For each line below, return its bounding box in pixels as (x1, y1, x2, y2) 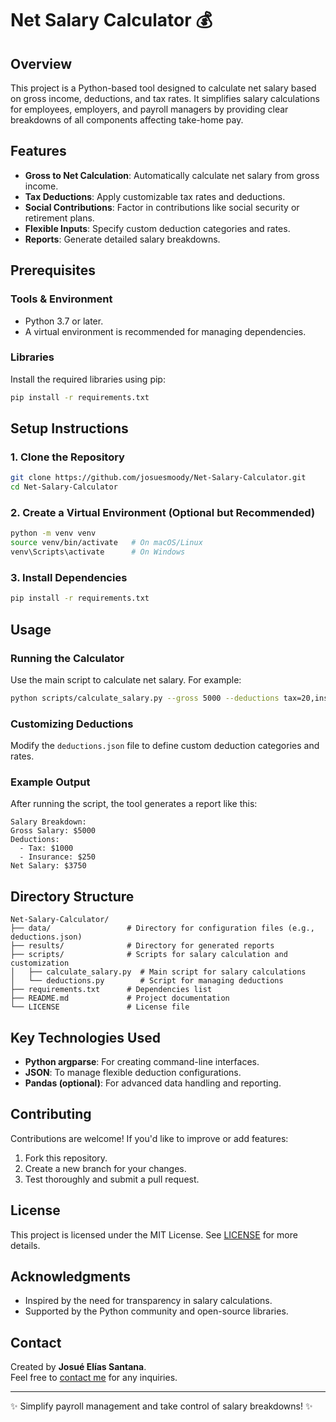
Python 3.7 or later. (24, 315, 104, 327)
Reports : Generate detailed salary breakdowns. (24, 233, 221, 245)
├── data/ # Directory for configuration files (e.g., (10, 923, 315, 934)
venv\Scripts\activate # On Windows (10, 547, 186, 557)
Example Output (10, 775, 91, 789)
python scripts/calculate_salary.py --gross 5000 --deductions (10, 693, 280, 703)
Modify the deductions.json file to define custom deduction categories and (10, 740, 320, 752)
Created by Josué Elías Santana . (10, 1361, 147, 1373)
